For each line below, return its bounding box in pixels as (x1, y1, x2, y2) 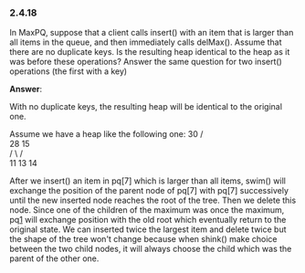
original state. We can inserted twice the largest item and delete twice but (9, 224, 287, 235)
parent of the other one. (9, 253, 100, 264)
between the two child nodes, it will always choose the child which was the (9, 244, 292, 255)
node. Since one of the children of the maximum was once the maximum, (9, 205, 285, 215)
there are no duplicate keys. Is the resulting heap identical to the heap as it (9, 47, 290, 58)
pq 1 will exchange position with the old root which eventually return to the (9, 215, 287, 226)
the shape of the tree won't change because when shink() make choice (9, 234, 278, 245)
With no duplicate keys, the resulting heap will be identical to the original (9, 101, 283, 112)
